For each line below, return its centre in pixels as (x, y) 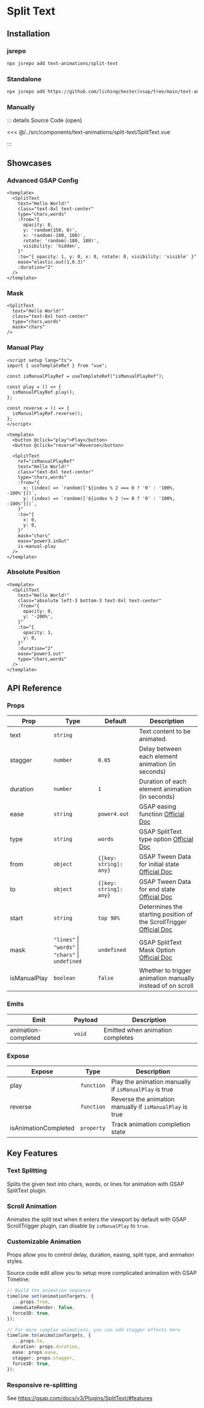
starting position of (166, 914)
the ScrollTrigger (163, 922)
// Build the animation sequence (49, 1291)
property (93, 1128)
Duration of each (163, 782)
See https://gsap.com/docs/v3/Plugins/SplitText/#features (80, 1398)
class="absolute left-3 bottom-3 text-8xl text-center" (90, 600)
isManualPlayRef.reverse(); (48, 413)
